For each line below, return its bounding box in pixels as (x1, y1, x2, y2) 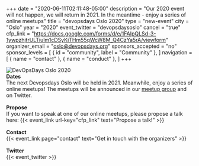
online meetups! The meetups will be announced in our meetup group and (6, 86, 187, 92)
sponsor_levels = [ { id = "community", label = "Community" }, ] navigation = (6, 49, 192, 56)
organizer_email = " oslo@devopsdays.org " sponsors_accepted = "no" (6, 43, 177, 50)
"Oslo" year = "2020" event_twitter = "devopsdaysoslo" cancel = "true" (6, 24, 181, 31)
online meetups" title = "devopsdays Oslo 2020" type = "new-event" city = (6, 18, 190, 24)
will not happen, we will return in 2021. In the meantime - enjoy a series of (6, 11, 187, 18)
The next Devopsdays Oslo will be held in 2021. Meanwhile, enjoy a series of (6, 79, 193, 86)
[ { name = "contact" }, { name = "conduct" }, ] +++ (6, 56, 132, 62)
